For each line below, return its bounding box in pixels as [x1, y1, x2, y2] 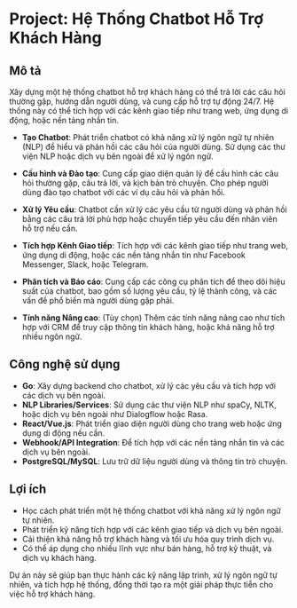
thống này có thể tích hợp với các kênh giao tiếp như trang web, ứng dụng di [9, 106, 289, 115]
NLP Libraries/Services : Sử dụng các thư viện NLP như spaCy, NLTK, [21, 399, 277, 410]
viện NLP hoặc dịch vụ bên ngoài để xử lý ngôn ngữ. [21, 151, 215, 162]
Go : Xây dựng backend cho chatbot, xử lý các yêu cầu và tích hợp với [21, 380, 277, 391]
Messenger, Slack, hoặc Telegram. [21, 259, 149, 270]
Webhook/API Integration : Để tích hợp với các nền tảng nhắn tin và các [21, 437, 285, 447]
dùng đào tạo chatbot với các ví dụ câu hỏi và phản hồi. [21, 187, 226, 197]
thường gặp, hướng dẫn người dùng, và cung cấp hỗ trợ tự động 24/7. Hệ [9, 96, 275, 107]
